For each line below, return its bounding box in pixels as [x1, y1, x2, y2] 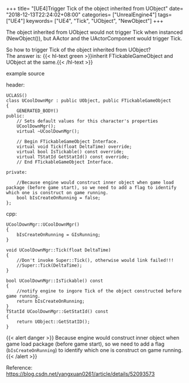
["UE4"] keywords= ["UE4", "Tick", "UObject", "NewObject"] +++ [6, 18, 164, 24]
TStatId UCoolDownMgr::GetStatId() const [6, 309, 109, 315]
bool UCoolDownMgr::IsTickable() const [6, 278, 104, 284]
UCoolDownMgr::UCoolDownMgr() [6, 222, 80, 227]
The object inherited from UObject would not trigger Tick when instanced [6, 29, 183, 36]
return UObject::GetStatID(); [16, 319, 91, 325]
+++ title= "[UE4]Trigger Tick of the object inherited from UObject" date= [6, 5, 184, 12]
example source [6, 70, 45, 77]
